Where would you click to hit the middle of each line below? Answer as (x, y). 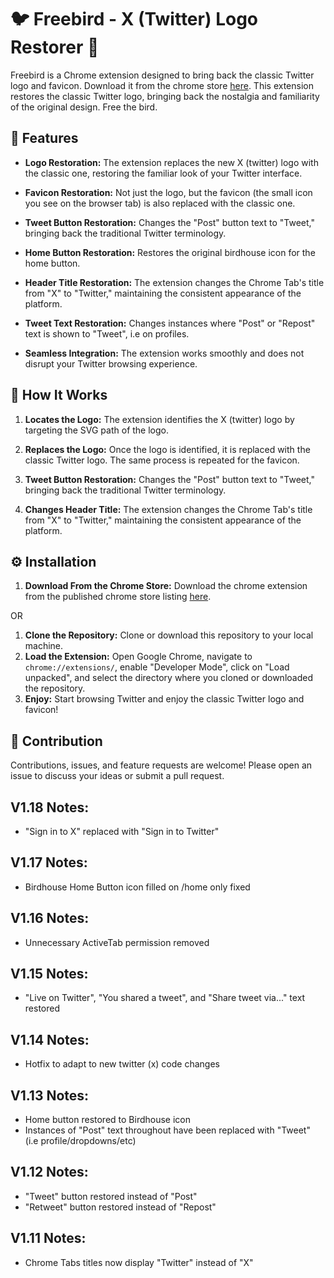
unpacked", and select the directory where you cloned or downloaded (168, 678)
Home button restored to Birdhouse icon (108, 1120)
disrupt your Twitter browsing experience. (111, 363)
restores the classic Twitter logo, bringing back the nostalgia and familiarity (165, 96)
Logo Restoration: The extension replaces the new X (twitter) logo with (171, 162)
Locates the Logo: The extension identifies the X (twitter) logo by (159, 419)
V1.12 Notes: (49, 1172)
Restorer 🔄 (55, 47)
